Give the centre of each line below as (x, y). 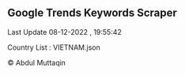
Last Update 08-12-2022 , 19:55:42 (64, 32)
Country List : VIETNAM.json (54, 47)
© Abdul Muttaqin (37, 62)
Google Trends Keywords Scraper (92, 13)
